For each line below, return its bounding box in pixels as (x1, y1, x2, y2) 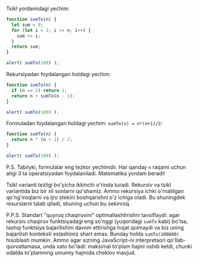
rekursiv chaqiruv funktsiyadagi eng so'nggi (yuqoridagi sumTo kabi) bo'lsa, (6, 218, 188, 225)
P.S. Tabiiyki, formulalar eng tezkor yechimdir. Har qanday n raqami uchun (6, 163, 186, 171)
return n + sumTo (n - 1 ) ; (11, 93, 76, 99)
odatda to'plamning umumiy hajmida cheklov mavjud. (6, 249, 136, 256)
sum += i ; (17, 32, 41, 39)
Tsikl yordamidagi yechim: (6, 5, 70, 12)
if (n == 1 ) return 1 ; (11, 87, 67, 93)
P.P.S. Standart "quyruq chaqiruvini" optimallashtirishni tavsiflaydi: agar (6, 211, 180, 218)
